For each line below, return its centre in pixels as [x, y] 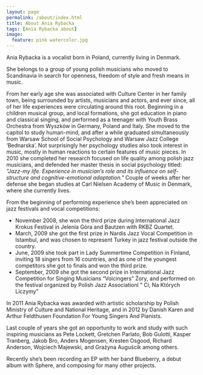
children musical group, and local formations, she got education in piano [96, 113]
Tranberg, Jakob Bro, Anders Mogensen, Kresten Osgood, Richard [89, 341]
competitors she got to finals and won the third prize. [81, 265]
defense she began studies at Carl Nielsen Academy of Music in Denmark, [99, 184]
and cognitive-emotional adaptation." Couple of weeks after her [110, 177]
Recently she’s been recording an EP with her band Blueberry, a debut [94, 359]
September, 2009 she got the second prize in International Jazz [95, 272]
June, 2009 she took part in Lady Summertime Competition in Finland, [103, 253]
